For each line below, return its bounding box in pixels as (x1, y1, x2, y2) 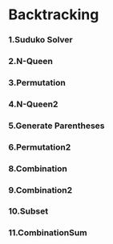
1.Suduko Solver (8, 34, 74, 46)
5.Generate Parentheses (8, 120, 105, 131)
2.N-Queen (8, 56, 54, 67)
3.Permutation (8, 77, 66, 88)
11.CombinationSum (8, 227, 87, 238)
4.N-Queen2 (8, 98, 59, 110)
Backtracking (8, 6, 99, 24)
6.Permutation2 (8, 142, 71, 153)
